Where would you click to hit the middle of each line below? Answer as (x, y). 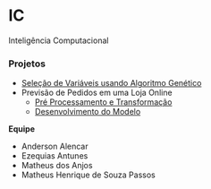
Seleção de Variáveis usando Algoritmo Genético (111, 83)
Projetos (27, 64)
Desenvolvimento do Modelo (88, 112)
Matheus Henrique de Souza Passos (88, 175)
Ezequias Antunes (55, 156)
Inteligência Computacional (59, 40)
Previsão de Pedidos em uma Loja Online (97, 93)
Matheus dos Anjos (57, 166)
